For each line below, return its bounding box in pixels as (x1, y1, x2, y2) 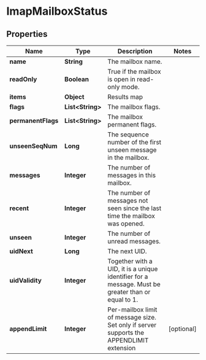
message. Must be (107, 280, 161, 288)
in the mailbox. (107, 154, 150, 162)
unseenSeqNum (9, 142, 58, 150)
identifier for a (107, 272, 148, 281)
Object (64, 93, 85, 101)
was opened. (107, 219, 145, 228)
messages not (107, 197, 148, 205)
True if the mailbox (107, 68, 161, 76)
